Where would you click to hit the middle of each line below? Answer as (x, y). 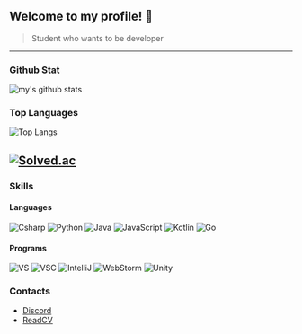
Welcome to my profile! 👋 (81, 17)
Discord (37, 311)
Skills (22, 186)
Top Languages (44, 113)
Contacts (30, 291)
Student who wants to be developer (98, 38)
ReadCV (38, 321)
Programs (28, 248)
